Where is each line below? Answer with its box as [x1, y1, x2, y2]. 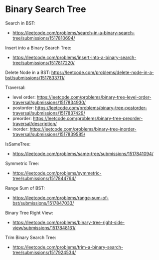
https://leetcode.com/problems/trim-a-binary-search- [12, 244, 124, 250]
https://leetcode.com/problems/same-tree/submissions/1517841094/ [12, 150, 154, 156]
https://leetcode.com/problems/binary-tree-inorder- [29, 126, 137, 132]
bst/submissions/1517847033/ [12, 200, 74, 206]
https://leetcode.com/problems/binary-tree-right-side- [12, 219, 125, 225]
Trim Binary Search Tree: [5, 234, 56, 240]
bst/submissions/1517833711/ [5, 74, 65, 80]
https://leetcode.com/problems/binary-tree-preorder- [32, 115, 143, 121]
